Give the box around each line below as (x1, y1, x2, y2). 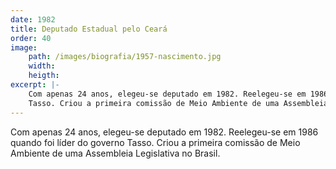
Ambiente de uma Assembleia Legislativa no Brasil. (10, 147, 221, 159)
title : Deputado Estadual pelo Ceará (10, 24, 168, 34)
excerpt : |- (10, 80, 60, 90)
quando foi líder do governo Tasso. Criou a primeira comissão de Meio (10, 136, 301, 148)
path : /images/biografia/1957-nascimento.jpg (28, 52, 222, 62)
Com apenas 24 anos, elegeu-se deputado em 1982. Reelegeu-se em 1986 (10, 126, 319, 138)
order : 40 (10, 33, 52, 43)
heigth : (28, 71, 60, 81)
